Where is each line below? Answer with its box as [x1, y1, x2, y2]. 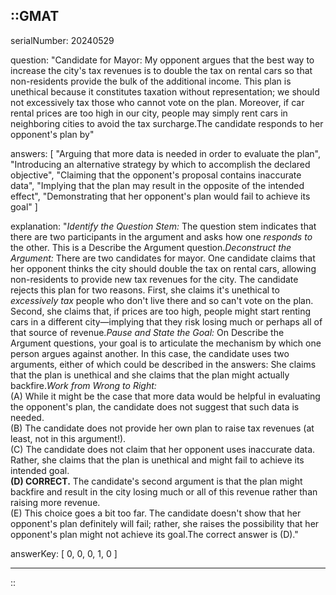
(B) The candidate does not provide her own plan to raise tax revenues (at [10, 422, 315, 434]
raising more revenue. [10, 496, 101, 508]
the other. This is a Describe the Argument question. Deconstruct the [10, 241, 292, 253]
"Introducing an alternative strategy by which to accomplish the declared [10, 158, 311, 170]
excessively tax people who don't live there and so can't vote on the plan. [10, 294, 314, 306]
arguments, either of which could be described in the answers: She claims [10, 358, 317, 370]
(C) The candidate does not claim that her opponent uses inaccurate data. [10, 443, 316, 455]
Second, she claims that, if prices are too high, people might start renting [10, 305, 312, 317]
